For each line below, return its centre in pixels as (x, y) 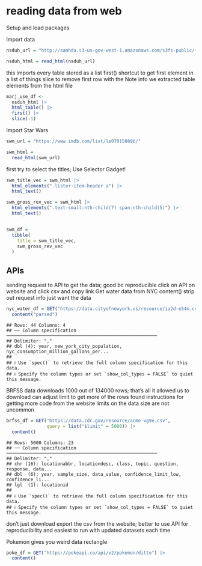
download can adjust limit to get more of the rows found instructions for (95, 397)
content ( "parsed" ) (35, 314)
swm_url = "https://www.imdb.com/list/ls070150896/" (74, 141)
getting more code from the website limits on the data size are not (88, 403)
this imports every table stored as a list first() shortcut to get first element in (100, 73)
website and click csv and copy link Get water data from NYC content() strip (100, 291)
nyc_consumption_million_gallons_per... (58, 351)
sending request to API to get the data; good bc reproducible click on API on (101, 285)
